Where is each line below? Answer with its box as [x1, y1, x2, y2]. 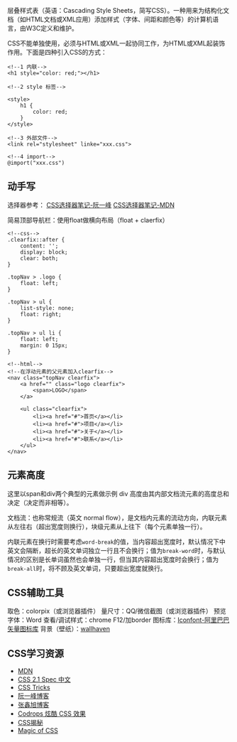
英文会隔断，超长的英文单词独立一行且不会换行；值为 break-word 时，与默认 [7, 546, 226, 554]
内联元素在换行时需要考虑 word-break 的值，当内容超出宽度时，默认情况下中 [7, 537, 226, 546]
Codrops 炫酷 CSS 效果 [17, 709, 87, 718]
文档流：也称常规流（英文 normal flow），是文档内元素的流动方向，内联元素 [7, 513, 227, 522]
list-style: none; [20, 304, 75, 311]
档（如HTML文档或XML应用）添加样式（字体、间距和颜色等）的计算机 [7, 15, 213, 23]
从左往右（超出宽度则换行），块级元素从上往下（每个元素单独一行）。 [7, 522, 206, 531]
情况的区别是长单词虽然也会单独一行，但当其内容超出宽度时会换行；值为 [7, 555, 219, 564]
